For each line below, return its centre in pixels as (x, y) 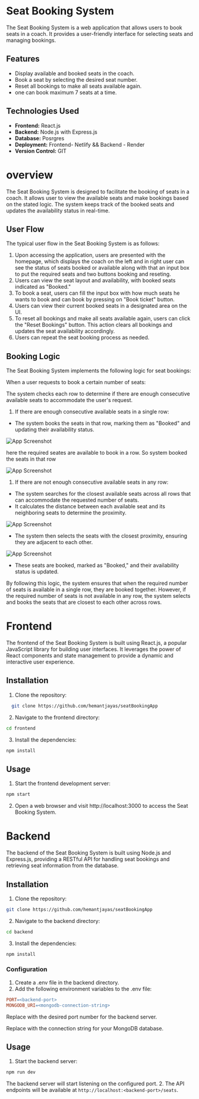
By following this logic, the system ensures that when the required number (97, 584)
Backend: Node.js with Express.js (56, 132)
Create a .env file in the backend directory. (67, 982)
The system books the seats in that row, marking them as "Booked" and (102, 423)
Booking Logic (33, 356)
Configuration (27, 970)
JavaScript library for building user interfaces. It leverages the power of (94, 649)
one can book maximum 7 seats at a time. (66, 92)
